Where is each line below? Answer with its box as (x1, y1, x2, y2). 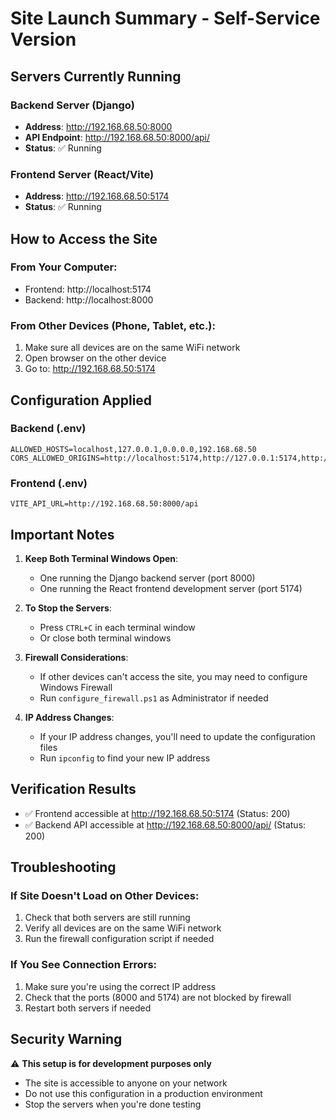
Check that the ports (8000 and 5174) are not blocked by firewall (24, 991, 292, 1003)
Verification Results (10, 781, 137, 798)
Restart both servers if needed (24, 1002, 152, 1014)
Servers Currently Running (10, 68, 182, 85)
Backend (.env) (10, 422, 87, 436)
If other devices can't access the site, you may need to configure (39, 670, 308, 682)
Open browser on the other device (24, 352, 167, 364)
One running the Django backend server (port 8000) (39, 572, 256, 584)
